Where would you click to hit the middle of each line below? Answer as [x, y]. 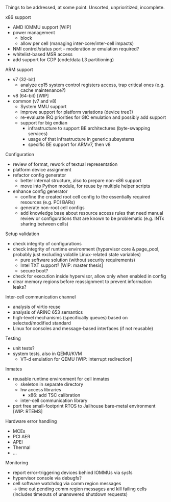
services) [38, 134]
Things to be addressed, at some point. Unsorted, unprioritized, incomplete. [85, 7]
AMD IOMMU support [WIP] [42, 27]
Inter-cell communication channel [41, 297]
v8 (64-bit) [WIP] [31, 96]
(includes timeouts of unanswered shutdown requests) [70, 494]
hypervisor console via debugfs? [47, 478]
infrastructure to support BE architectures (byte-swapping [89, 128]
